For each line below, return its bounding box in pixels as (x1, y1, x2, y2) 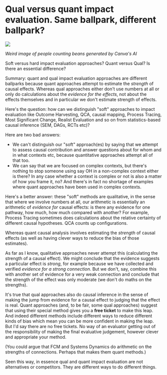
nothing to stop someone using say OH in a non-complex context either (12, 168, 159, 174)
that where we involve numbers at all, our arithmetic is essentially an (5, 199, 145, 205)
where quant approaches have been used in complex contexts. (12, 184, 142, 190)
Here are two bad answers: (5, 131, 61, 138)
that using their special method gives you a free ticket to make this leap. (5, 307, 154, 313)
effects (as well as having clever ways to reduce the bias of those (5, 235, 139, 241)
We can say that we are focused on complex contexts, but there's (12, 162, 147, 168)
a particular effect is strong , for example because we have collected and (5, 261, 154, 267)
